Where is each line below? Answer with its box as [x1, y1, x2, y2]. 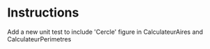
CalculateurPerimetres [7, 35, 72, 43]
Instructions [7, 5, 79, 21]
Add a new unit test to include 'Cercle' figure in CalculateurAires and [7, 28, 204, 36]
